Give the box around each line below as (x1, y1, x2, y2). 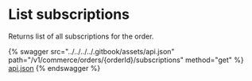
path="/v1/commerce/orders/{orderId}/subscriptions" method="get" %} (8, 55, 244, 64)
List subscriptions (8, 6, 130, 24)
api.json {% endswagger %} (8, 63, 101, 72)
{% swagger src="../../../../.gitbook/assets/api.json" (8, 46, 175, 56)
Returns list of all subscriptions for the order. (8, 31, 154, 41)
